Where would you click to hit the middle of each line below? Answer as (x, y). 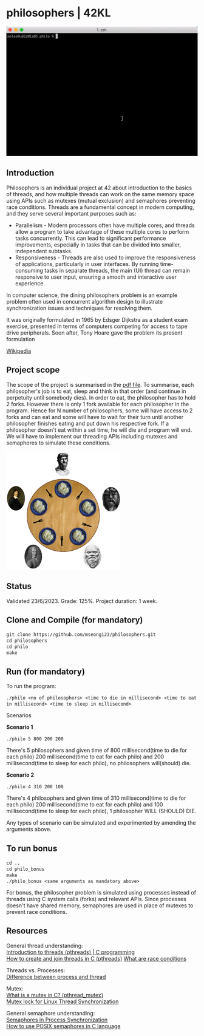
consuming (29, 270)
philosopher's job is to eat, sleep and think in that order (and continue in (96, 391)
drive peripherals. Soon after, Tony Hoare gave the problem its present (94, 332)
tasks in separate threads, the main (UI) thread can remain (117, 270)
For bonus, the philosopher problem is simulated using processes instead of (101, 893)
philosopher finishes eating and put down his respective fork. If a (87, 423)
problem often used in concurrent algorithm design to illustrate (84, 301)
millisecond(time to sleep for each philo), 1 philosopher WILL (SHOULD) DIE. (101, 811)
